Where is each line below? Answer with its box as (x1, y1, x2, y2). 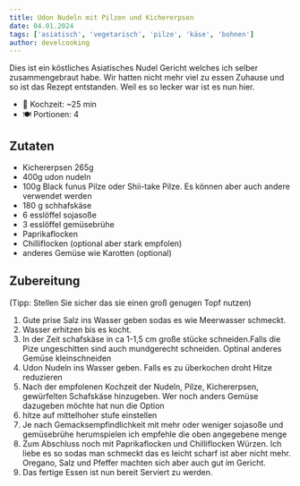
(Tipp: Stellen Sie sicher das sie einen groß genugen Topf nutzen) (9, 297, 253, 308)
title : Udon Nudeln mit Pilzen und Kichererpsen (9, 13, 194, 22)
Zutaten (9, 138, 56, 153)
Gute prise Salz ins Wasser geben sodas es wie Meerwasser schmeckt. (21, 314, 287, 325)
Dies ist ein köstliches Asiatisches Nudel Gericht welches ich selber (9, 63, 258, 73)
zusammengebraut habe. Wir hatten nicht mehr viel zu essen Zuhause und (9, 72, 285, 83)
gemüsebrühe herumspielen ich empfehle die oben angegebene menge (21, 429, 287, 439)
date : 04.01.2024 (9, 21, 74, 30)
